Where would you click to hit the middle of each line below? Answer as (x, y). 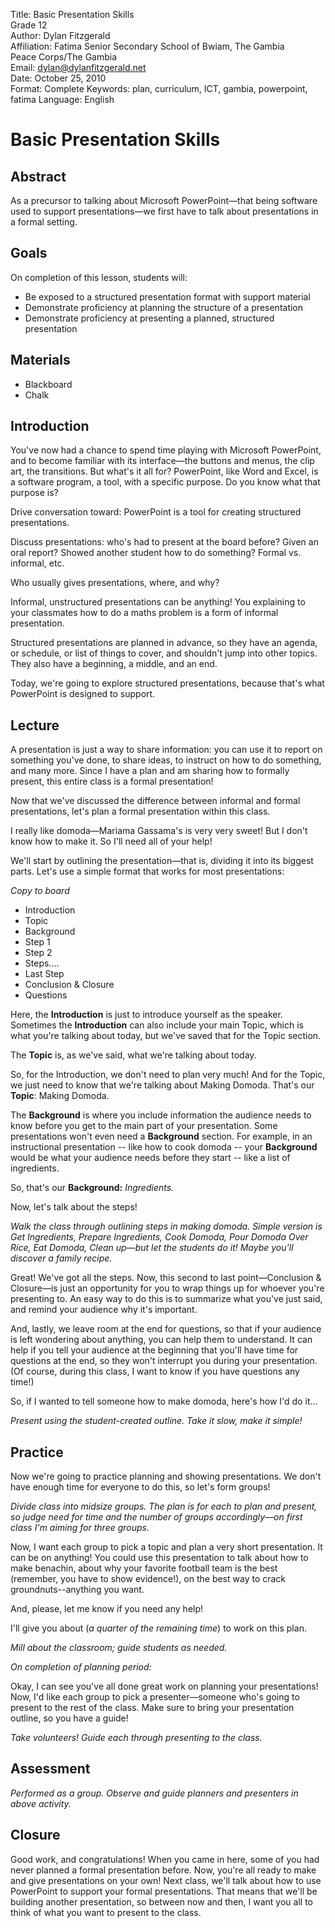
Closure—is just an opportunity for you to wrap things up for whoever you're (167, 1288)
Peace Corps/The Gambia (64, 57)
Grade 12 (29, 25)
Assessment (50, 1769)
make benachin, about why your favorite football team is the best (144, 1568)
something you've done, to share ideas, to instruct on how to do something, (166, 760)
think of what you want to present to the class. (106, 1912)
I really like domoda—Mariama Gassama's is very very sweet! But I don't (159, 831)
